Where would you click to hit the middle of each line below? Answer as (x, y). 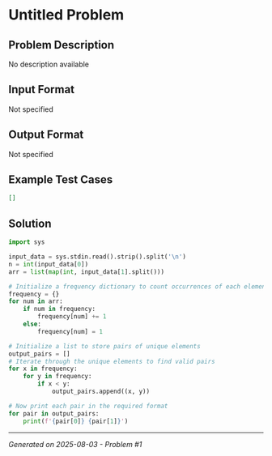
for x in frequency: (43, 369)
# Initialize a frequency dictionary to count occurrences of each (125, 286)
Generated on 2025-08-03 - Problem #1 (75, 444)
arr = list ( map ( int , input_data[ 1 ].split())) (86, 272)
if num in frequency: (59, 309)
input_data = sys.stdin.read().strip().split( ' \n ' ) (97, 257)
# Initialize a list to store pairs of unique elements (104, 346)
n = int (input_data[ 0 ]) (49, 264)
